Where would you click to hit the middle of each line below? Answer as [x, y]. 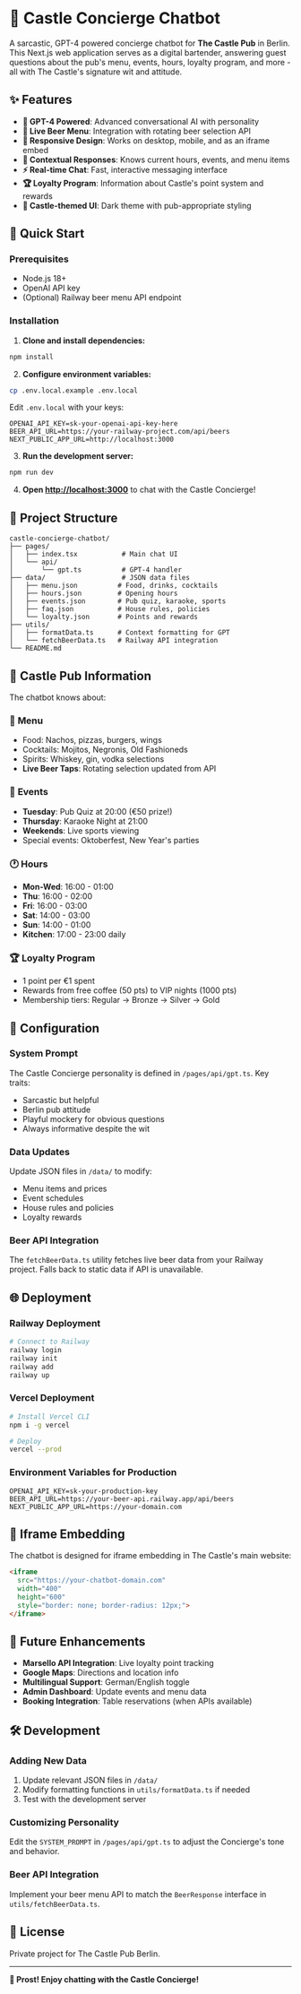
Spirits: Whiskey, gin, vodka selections [93, 759]
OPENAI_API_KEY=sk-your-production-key [84, 1491]
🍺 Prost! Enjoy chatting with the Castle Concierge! [104, 1979]
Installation [34, 321]
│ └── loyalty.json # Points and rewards [104, 617]
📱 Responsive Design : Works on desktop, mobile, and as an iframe [146, 140]
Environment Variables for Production [93, 1472]
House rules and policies [68, 1208]
